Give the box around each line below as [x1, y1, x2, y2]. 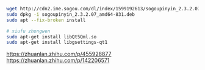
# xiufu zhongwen [6, 28, 51, 34]
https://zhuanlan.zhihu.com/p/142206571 [6, 57, 110, 64]
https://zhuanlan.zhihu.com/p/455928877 [6, 51, 112, 58]
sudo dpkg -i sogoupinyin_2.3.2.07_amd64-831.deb [6, 11, 135, 18]
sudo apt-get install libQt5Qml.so [6, 33, 97, 40]
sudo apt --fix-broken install [6, 17, 86, 23]
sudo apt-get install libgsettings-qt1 [6, 40, 108, 46]
